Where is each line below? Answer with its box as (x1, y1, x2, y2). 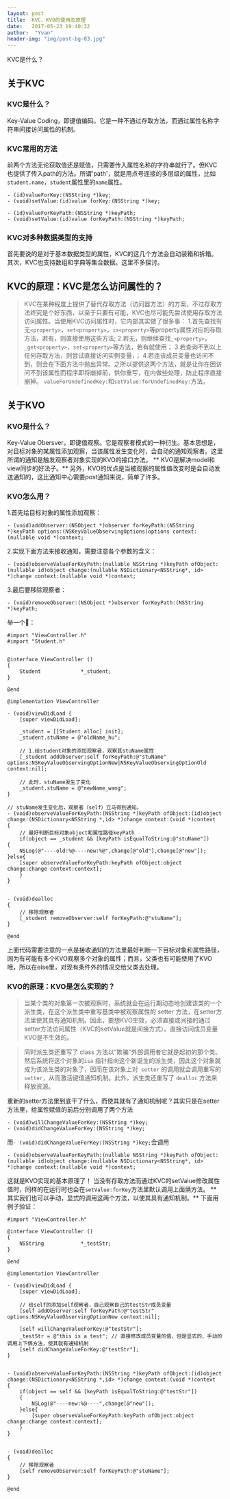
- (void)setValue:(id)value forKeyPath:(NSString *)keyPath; (7, 216, 186, 223)
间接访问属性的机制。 (18, 125, 79, 133)
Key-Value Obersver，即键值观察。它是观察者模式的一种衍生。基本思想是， (7, 438, 220, 446)
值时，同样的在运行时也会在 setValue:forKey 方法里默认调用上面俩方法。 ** (7, 1185, 217, 1193)
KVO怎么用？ (7, 492, 51, 501)
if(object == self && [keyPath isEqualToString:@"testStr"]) (19, 1388, 197, 1395)
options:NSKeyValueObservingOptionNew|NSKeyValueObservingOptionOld (7, 759, 207, 766)
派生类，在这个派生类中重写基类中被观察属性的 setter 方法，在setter (23, 1007, 216, 1016)
